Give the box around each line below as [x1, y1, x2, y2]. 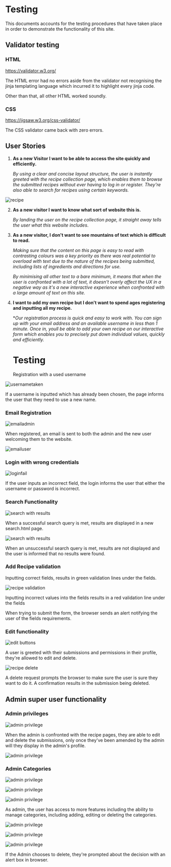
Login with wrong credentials [5, 458, 79, 465]
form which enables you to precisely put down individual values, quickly [12, 331, 165, 337]
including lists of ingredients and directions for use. [12, 263, 121, 269]
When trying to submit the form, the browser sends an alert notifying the [5, 610, 158, 616]
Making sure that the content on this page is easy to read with [12, 247, 144, 253]
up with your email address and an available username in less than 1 [12, 320, 158, 326]
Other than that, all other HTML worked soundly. [5, 93, 107, 99]
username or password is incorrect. [5, 486, 80, 492]
